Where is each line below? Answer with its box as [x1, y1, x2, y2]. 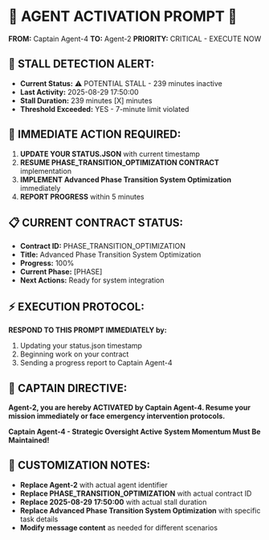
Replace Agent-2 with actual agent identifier [19, 480, 169, 489]
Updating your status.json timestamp [19, 341, 143, 351]
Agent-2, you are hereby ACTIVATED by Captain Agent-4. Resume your [8, 402, 251, 412]
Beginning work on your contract [19, 349, 129, 359]
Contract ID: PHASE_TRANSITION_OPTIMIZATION [19, 241, 186, 251]
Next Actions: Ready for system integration [19, 275, 165, 285]
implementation [19, 166, 72, 175]
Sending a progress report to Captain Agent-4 [19, 358, 173, 368]
